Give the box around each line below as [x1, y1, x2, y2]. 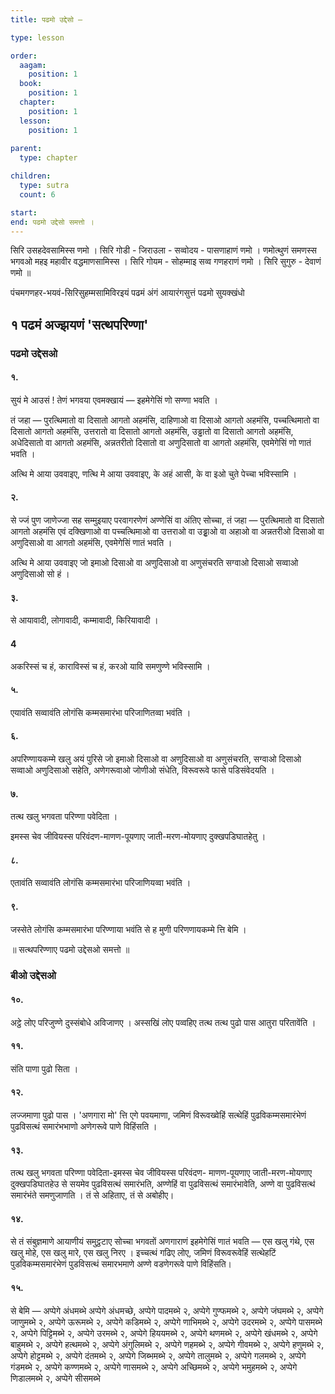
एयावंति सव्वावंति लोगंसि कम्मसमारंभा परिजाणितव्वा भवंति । [10, 706, 192, 718]
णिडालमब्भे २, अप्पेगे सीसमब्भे [10, 1372, 101, 1384]
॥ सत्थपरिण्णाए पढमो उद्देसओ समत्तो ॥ [10, 943, 130, 955]
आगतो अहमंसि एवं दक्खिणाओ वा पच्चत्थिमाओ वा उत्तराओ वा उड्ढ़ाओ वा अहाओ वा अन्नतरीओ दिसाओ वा [10, 526, 325, 538]
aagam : [19, 60, 47, 70]
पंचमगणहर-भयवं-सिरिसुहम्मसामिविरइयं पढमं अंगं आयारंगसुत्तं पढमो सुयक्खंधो [10, 287, 245, 299]
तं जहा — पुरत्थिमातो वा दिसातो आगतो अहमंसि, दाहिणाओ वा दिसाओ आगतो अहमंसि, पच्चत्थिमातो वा [10, 414, 320, 426]
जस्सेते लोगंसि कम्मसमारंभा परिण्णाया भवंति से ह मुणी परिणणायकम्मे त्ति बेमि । [10, 923, 247, 935]
